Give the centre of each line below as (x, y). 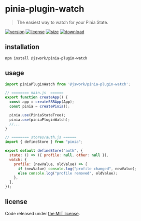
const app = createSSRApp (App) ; (42, 102)
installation (22, 47)
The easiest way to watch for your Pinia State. (63, 22)
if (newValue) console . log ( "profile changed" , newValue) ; (77, 169)
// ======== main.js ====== (34, 93)
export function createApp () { (36, 97)
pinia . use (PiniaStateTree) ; (38, 115)
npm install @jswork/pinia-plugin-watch (46, 58)
